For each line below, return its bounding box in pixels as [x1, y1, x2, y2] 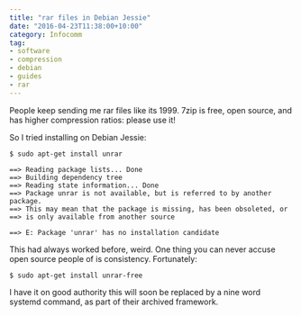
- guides [9, 72, 42, 81]
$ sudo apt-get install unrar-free [9, 271, 143, 280]
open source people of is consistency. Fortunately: [9, 253, 198, 264]
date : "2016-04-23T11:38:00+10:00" [9, 22, 143, 31]
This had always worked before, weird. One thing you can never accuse [9, 244, 277, 255]
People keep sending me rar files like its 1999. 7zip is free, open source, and [9, 104, 293, 115]
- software [9, 47, 50, 56]
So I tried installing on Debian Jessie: [9, 131, 147, 142]
